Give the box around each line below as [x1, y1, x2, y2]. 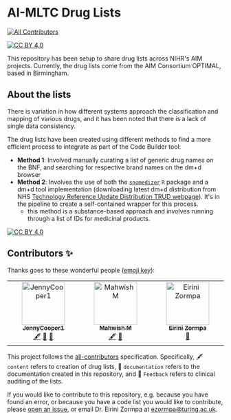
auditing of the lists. [7, 377, 63, 385]
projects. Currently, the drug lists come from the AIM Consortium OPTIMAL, [7, 61, 221, 70]
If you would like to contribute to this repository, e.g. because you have [7, 390, 208, 399]
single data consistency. [7, 122, 76, 130]
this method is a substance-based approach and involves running [27, 207, 214, 215]
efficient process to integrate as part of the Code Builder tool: [7, 143, 181, 151]
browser [16, 170, 41, 178]
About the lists [7, 89, 71, 101]
